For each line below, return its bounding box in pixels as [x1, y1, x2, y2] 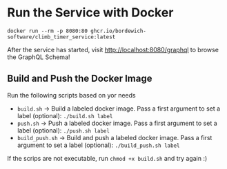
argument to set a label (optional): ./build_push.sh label [17, 141, 180, 149]
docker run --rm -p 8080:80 [7, 27, 88, 34]
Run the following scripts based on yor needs [7, 91, 136, 99]
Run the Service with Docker [7, 5, 174, 21]
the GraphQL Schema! [7, 53, 70, 61]
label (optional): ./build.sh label [17, 111, 113, 120]
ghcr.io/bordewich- [90, 27, 147, 34]
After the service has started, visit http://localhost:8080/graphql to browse [7, 45, 219, 54]
